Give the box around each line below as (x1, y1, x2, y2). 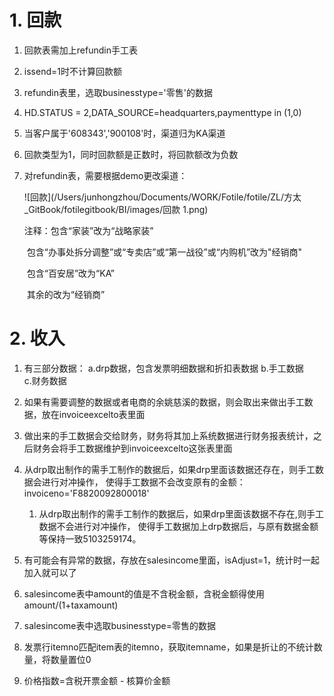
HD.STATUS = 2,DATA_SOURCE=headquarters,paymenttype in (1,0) (23, 106, 302, 118)
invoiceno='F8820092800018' (23, 487, 150, 499)
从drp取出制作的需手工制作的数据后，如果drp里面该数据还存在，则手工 (23, 463, 316, 475)
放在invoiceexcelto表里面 (41, 408, 146, 420)
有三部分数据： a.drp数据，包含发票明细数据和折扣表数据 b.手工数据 (23, 362, 304, 374)
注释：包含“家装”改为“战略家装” (23, 224, 154, 236)
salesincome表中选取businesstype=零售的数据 (23, 619, 217, 631)
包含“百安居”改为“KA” (26, 267, 116, 279)
